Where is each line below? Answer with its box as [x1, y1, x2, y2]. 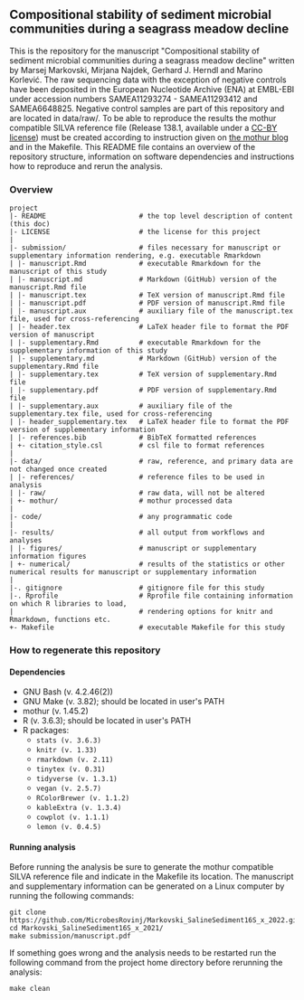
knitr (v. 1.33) [35, 746, 98, 755]
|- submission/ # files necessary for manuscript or [9, 243, 281, 252]
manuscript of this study [9, 267, 107, 277]
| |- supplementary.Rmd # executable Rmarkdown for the [9, 338, 261, 347]
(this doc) [9, 220, 51, 229]
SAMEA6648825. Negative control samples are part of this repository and [9, 103, 285, 114]
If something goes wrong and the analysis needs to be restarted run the [9, 948, 277, 958]
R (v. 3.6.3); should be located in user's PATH [22, 715, 192, 726]
